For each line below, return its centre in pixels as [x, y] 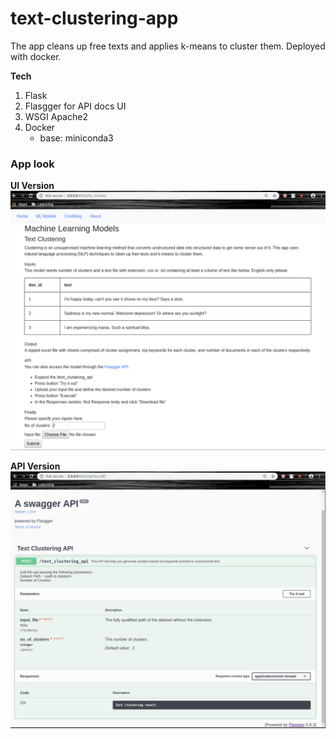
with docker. [36, 56]
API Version [35, 466]
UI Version [32, 186]
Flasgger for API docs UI [75, 106]
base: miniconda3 [76, 138]
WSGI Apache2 [56, 116]
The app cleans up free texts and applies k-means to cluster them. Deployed [168, 46]
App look [32, 164]
